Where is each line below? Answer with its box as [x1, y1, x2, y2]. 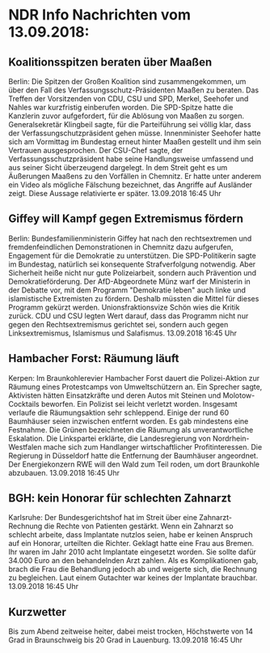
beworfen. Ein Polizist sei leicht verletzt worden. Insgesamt [40, 399, 238, 408]
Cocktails [8, 399, 40, 408]
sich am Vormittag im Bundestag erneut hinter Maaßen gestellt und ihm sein [8, 137, 262, 147]
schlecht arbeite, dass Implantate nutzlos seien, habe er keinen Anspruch [8, 530, 253, 540]
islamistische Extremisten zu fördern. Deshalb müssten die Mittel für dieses [8, 293, 259, 303]
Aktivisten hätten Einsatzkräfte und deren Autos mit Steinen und [8, 391, 221, 400]
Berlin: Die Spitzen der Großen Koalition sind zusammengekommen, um [8, 77, 247, 86]
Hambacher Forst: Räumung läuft [8, 352, 179, 365]
